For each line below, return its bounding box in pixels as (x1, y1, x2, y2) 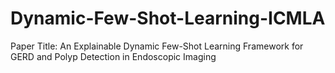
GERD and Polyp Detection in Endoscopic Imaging (10, 50, 217, 62)
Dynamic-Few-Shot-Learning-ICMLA (10, 7, 326, 30)
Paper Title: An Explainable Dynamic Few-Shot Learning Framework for (10, 40, 304, 52)
